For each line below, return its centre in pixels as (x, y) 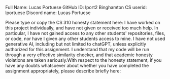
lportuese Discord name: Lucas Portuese (48, 13)
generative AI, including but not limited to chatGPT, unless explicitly (76, 44)
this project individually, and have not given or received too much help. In (82, 28)
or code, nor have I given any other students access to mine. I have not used (85, 38)
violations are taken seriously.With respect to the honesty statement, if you (83, 60)
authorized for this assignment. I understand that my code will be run (77, 49)
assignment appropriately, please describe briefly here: (63, 71)
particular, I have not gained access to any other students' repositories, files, (85, 33)
